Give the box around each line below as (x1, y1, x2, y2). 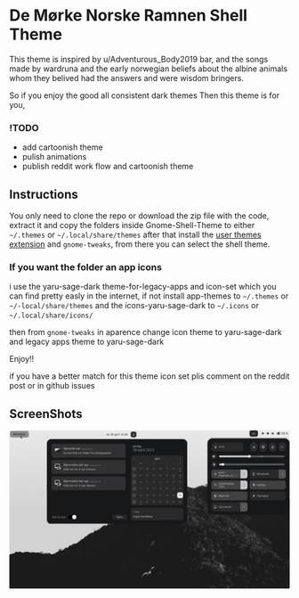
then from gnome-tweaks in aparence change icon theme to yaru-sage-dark (9, 327, 282, 338)
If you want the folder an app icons (9, 260, 163, 273)
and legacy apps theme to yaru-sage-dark (9, 336, 165, 348)
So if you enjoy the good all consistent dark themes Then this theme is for (9, 90, 280, 101)
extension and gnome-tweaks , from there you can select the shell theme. (9, 239, 271, 250)
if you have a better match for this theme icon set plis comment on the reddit (9, 371, 290, 381)
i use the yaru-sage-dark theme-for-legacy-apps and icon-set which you (9, 282, 277, 292)
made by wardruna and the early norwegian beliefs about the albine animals (9, 63, 287, 74)
